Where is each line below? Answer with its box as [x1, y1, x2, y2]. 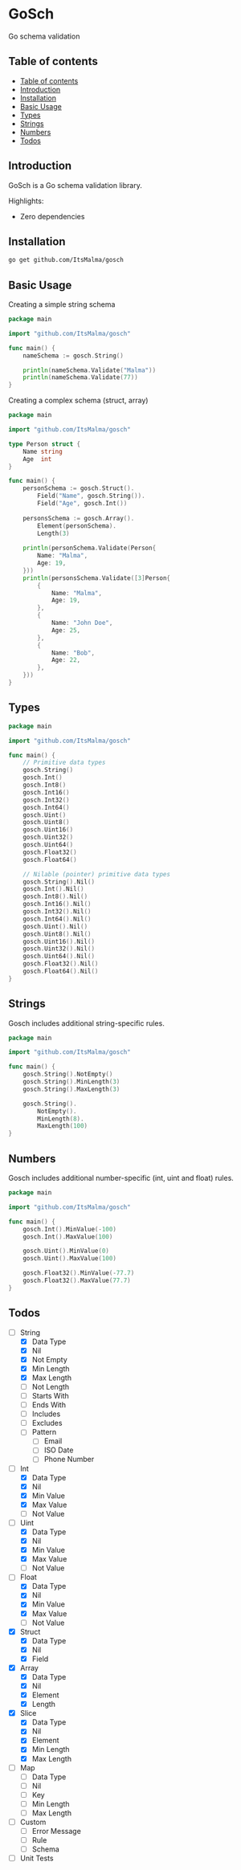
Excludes [31, 1419, 63, 1428]
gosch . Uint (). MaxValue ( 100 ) [22, 1255, 116, 1263]
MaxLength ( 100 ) [37, 1122, 88, 1130]
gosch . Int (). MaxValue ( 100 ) [22, 1232, 113, 1241]
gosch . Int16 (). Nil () [22, 900, 92, 908]
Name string [22, 447, 63, 455]
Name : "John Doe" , [51, 619, 113, 627]
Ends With [31, 1400, 67, 1410]
